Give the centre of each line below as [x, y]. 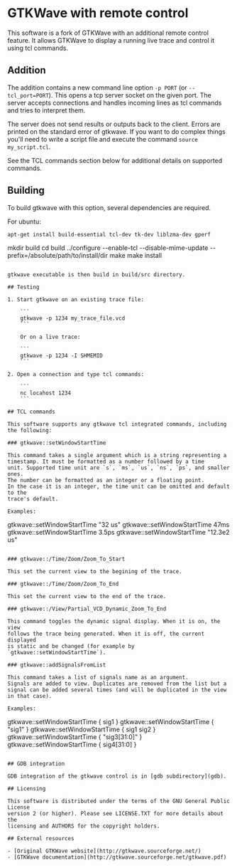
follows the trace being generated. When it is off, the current [106, 634]
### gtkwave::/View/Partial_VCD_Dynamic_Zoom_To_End [87, 609]
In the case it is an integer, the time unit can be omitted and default [119, 486]
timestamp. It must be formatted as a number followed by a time [106, 461]
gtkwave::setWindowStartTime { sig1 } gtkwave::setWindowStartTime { [111, 721]
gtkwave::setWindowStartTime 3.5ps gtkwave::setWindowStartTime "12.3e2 [118, 532]
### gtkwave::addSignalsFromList [57, 665]
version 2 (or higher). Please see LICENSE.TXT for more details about [115, 813]
